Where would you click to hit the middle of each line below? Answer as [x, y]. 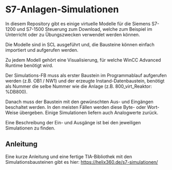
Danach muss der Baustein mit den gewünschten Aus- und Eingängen [80, 102]
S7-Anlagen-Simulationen [62, 10]
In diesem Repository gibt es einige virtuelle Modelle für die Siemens [78, 24]
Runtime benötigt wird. [29, 65]
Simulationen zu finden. [30, 128]
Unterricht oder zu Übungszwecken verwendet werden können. [73, 34]
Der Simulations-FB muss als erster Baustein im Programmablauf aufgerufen [86, 75]
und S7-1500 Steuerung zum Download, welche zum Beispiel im [84, 29]
